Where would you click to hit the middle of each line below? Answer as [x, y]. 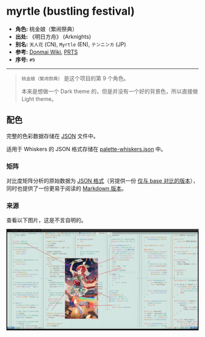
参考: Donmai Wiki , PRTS [46, 52]
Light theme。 [39, 98]
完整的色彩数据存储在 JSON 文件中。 [53, 136]
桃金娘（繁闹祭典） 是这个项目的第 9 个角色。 [75, 78]
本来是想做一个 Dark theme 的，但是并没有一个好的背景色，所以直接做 [110, 91]
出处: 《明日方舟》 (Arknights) [53, 36]
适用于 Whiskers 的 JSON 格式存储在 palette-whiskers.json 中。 [86, 149]
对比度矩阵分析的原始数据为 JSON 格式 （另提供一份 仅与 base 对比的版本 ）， [103, 181]
